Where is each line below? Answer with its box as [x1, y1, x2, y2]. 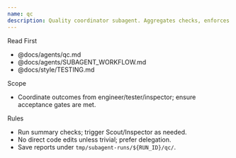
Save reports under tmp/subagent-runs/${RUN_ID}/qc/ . [17, 142, 176, 151]
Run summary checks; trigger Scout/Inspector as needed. [17, 128, 187, 136]
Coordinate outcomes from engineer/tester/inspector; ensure [17, 93, 196, 101]
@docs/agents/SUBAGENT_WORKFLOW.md [17, 57, 147, 66]
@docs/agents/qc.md [17, 50, 82, 59]
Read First [7, 36, 38, 45]
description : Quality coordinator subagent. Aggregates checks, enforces [7, 17, 230, 24]
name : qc [7, 10, 33, 18]
